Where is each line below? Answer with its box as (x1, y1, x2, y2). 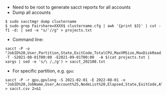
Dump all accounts (12, 9, 51, 15)
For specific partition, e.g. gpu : (12, 68, 75, 74)
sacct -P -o (5, 46, 30, 51)
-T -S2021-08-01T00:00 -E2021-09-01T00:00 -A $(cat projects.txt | (5, 55, 150, 60)
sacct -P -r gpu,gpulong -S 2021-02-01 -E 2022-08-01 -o (5, 78, 126, 83)
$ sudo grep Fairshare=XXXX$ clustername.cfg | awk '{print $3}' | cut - (5, 23, 162, 28)
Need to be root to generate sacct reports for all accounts (12, 4, 131, 10)
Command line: (12, 37, 44, 42)
